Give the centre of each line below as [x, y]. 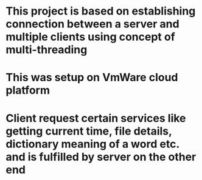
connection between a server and [93, 24]
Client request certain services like [96, 118]
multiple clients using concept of [91, 37]
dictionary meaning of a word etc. [93, 144]
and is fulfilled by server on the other [101, 157]
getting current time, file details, [89, 131]
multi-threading [47, 50]
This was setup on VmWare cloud [92, 78]
